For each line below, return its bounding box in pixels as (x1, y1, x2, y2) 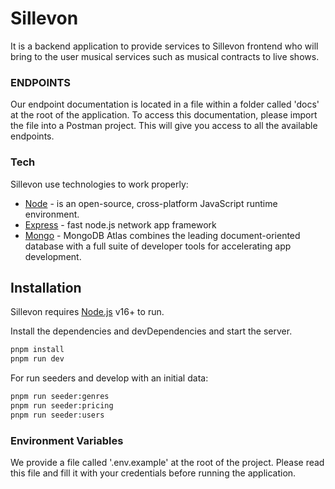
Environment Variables (10, 433, 124, 447)
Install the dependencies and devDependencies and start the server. (10, 325, 293, 337)
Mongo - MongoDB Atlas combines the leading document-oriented (24, 229, 301, 241)
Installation (10, 279, 82, 296)
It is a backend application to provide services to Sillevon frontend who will (10, 40, 319, 52)
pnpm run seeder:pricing (10, 400, 114, 411)
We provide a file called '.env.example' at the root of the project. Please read (10, 457, 325, 469)
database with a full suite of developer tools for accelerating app (24, 240, 292, 252)
